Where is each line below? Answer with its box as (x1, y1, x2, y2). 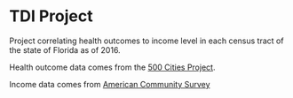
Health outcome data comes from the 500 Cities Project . (9, 62, 216, 72)
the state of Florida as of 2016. (9, 44, 122, 55)
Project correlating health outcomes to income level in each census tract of (9, 35, 284, 46)
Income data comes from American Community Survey (9, 79, 210, 89)
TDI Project (9, 6, 93, 26)
